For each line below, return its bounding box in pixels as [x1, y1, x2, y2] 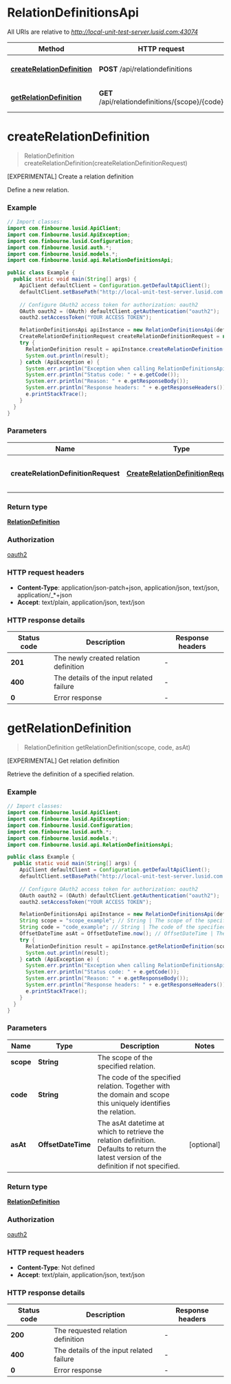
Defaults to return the [97, 1144, 167, 1153]
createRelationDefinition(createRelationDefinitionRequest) [23, 158, 188, 167]
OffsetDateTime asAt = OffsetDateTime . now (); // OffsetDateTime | [19, 930, 214, 938]
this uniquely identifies [97, 1098, 170, 1108]
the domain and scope [97, 1090, 170, 1099]
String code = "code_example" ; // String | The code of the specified [19, 924, 226, 931]
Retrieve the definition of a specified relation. [7, 770, 135, 778]
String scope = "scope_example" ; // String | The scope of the [19, 918, 205, 925]
